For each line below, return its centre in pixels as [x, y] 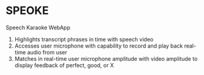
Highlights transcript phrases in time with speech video [84, 39]
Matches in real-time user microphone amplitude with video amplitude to [106, 59]
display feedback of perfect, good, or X [64, 65]
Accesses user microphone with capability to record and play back [99, 46]
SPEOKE [27, 11]
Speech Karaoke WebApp [38, 27]
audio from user [47, 52]
